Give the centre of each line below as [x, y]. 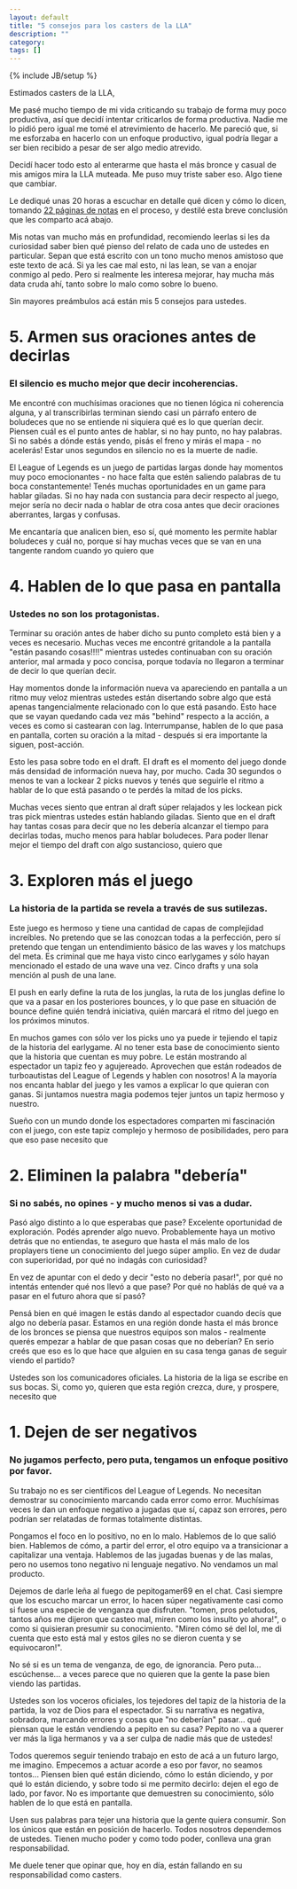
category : [27, 42]
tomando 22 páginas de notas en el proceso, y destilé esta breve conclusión [148, 210]
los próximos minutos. [50, 1020]
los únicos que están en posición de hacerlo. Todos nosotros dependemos [145, 1829]
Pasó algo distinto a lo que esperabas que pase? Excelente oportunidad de [146, 1223]
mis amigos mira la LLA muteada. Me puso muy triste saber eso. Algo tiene [146, 175]
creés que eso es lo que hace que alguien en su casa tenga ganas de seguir [148, 1351]
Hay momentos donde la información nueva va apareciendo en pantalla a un [148, 688]
